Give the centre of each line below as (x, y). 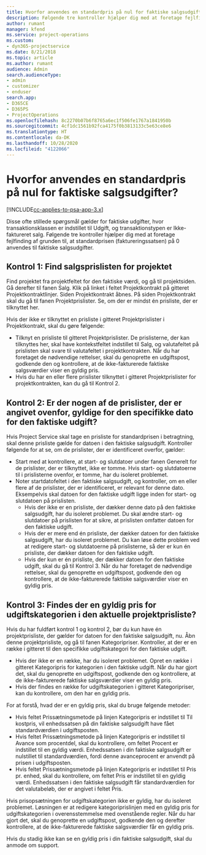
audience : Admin (27, 69)
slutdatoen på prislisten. (46, 501)
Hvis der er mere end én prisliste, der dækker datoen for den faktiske (112, 533)
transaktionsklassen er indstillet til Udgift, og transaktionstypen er (89, 228)
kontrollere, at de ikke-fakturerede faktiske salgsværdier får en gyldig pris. (100, 827)
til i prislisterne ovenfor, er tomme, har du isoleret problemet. (92, 475)
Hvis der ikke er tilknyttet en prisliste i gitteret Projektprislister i (86, 319)
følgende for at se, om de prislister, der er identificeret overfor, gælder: (96, 450)
